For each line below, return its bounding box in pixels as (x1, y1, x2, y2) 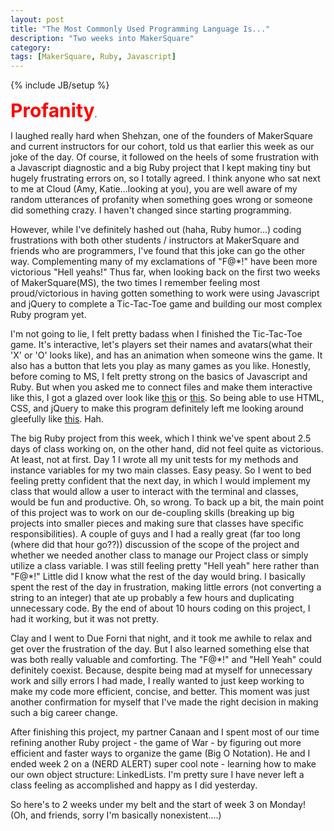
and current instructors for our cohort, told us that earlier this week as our (10, 141, 315, 153)
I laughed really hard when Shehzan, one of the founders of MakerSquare (10, 130, 313, 142)
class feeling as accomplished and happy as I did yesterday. (10, 779, 258, 791)
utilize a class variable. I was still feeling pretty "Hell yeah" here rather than (10, 560, 320, 572)
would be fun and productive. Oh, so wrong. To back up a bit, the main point (10, 496, 325, 508)
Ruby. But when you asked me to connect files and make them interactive (10, 381, 313, 393)
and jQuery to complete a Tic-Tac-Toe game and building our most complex (10, 298, 323, 310)
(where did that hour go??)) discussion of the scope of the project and (10, 539, 300, 551)
